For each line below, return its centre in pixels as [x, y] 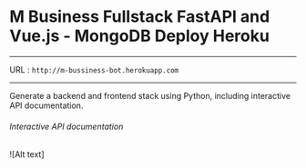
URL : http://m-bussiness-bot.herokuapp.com [94, 69]
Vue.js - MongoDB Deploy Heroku [140, 36]
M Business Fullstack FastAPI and [140, 17]
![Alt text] [27, 154]
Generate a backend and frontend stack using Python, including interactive [150, 95]
